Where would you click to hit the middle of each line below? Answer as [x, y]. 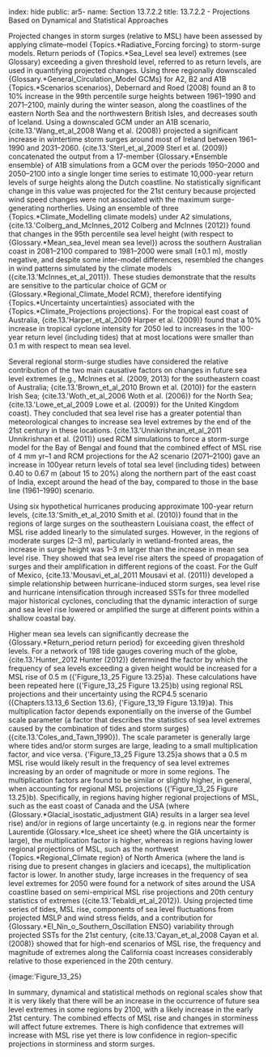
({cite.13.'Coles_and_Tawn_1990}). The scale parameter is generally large [130, 737]
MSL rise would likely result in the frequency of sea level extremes [119, 763]
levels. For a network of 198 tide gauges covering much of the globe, [123, 651]
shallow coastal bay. [42, 618]
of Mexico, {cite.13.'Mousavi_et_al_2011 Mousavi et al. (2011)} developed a [131, 575]
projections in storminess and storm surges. [82, 1044]
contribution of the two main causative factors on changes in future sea [128, 370]
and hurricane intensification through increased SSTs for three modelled [129, 592]
